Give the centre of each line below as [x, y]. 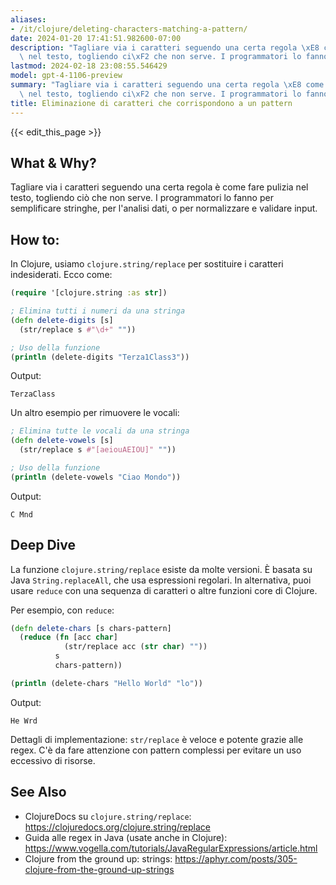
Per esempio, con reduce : [62, 610]
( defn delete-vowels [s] [62, 441]
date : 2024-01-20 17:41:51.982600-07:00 [96, 38]
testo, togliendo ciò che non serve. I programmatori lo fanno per [142, 198]
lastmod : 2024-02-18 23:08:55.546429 [89, 66]
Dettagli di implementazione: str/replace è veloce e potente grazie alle [157, 739]
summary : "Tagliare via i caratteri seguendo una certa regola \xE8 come [167, 85]
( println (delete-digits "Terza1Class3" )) [100, 357]
